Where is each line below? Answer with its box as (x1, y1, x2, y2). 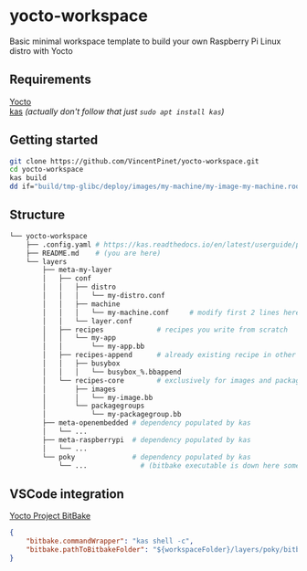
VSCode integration (9, 486, 125, 502)
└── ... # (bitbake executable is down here (58, 460, 281, 471)
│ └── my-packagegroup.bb (42, 410, 182, 419)
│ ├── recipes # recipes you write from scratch (42, 325, 288, 334)
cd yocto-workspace (9, 165, 84, 174)
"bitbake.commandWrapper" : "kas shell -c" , (26, 536, 195, 546)
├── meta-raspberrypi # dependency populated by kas (42, 435, 251, 444)
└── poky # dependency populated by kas (42, 452, 251, 461)
